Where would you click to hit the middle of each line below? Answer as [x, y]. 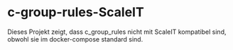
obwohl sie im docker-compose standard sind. [75, 39]
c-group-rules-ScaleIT [76, 12]
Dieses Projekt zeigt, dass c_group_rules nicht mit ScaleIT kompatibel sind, [117, 32]
